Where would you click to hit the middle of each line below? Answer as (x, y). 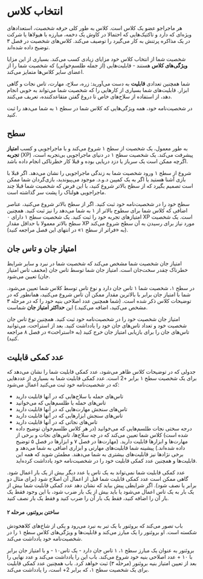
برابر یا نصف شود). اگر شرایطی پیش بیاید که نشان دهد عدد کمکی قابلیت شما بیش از (102, 485)
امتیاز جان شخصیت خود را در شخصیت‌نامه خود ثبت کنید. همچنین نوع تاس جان (93, 319)
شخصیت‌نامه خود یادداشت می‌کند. (45, 538)
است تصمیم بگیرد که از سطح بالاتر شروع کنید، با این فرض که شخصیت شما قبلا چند (100, 185)
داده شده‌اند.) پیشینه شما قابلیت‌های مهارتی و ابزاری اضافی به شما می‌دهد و (100, 448)
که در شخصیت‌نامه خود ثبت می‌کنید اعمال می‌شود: (63, 385)
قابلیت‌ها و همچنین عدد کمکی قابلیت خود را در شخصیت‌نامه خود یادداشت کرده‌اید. (106, 461)
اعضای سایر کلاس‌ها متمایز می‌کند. (45, 71)
